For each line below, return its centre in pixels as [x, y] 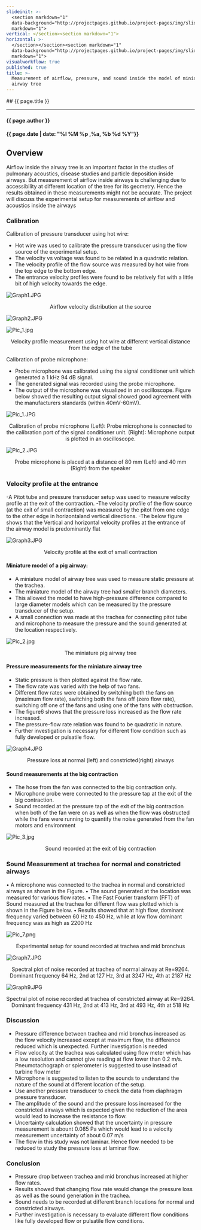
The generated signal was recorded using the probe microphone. [95, 384]
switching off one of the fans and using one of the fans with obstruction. [104, 705]
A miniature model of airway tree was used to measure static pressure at [104, 579]
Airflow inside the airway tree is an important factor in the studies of [90, 167]
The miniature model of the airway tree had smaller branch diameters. [101, 591]
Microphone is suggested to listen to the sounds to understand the [97, 1078]
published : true [26, 67]
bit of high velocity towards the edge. [61, 284]
